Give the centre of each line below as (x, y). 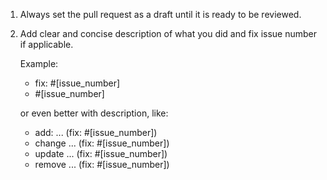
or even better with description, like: (94, 113)
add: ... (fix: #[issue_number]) (96, 132)
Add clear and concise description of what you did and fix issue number (168, 33)
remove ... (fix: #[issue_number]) (102, 164)
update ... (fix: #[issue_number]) (101, 153)
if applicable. (46, 44)
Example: (39, 63)
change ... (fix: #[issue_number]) (102, 143)
